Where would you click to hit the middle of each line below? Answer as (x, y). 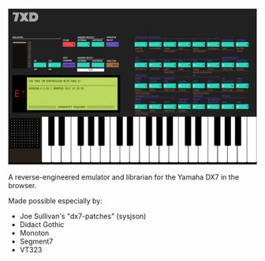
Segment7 (36, 241)
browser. (22, 185)
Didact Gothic (42, 225)
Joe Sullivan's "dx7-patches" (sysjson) (83, 216)
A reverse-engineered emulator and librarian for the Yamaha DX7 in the (123, 177)
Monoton (34, 233)
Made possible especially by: (55, 201)
